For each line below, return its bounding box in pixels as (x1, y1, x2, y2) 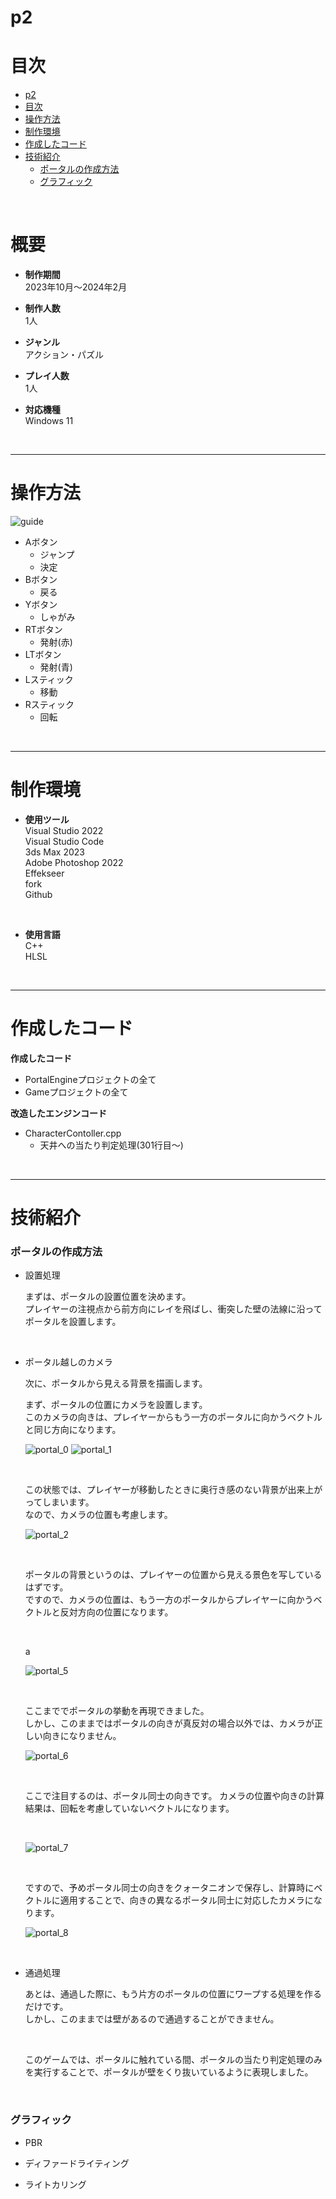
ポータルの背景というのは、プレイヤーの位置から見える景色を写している (24, 1569, 323, 1581)
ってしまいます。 (24, 1496, 95, 1508)
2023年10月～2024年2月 (24, 281, 128, 293)
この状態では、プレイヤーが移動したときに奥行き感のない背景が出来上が (24, 1484, 323, 1496)
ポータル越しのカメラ (24, 1356, 113, 1368)
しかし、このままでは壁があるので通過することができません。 (24, 2013, 280, 2025)
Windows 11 (24, 415, 74, 427)
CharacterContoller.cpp (24, 1127, 122, 1139)
